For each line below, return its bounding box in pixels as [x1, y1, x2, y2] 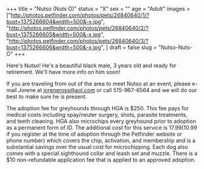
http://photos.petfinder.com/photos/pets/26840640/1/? [10, 12, 150, 19]
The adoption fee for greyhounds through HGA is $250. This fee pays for [6, 105, 189, 111]
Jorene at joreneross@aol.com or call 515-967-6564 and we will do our [18, 87, 197, 93]
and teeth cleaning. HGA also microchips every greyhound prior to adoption [6, 118, 196, 125]
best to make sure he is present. [6, 93, 87, 100]
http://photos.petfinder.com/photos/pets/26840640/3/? [9, 38, 149, 44]
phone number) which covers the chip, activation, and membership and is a [6, 137, 196, 144]
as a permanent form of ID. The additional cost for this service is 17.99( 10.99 [6, 124, 197, 131]
